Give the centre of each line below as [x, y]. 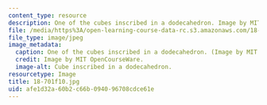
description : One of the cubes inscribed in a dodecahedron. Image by [128, 23]
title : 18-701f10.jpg [44, 81]
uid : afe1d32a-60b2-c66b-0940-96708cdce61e [81, 89]
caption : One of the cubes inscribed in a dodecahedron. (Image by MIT [137, 52]
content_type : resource [48, 15]
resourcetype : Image [43, 74]
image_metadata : [35, 45]
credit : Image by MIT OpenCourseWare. [80, 60]
